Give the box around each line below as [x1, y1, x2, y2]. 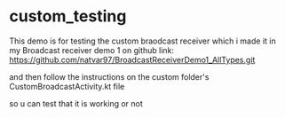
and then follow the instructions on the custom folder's [9, 71, 210, 82]
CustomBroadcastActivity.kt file [9, 81, 125, 91]
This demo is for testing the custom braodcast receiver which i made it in [9, 35, 277, 46]
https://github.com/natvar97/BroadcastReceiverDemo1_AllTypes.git [9, 54, 256, 65]
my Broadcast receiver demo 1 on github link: [9, 44, 175, 55]
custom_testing [9, 6, 127, 27]
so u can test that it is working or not [9, 98, 144, 108]
